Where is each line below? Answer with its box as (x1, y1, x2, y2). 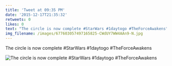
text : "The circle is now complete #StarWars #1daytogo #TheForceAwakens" (5, 26, 168, 31)
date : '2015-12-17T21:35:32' (5, 12, 68, 17)
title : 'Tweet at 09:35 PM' (5, 7, 66, 13)
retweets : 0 (5, 17, 31, 22)
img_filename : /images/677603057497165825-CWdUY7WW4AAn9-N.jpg (5, 31, 143, 36)
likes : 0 (5, 21, 24, 27)
